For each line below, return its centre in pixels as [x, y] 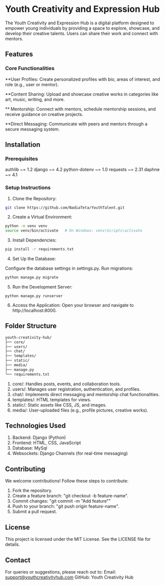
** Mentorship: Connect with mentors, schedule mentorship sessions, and [81, 109]
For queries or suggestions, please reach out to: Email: [61, 572]
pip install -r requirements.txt [40, 249]
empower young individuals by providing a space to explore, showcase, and [82, 28]
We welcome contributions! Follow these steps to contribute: [67, 481]
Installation [23, 145]
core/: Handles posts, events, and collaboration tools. [66, 384]
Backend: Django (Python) [39, 438]
